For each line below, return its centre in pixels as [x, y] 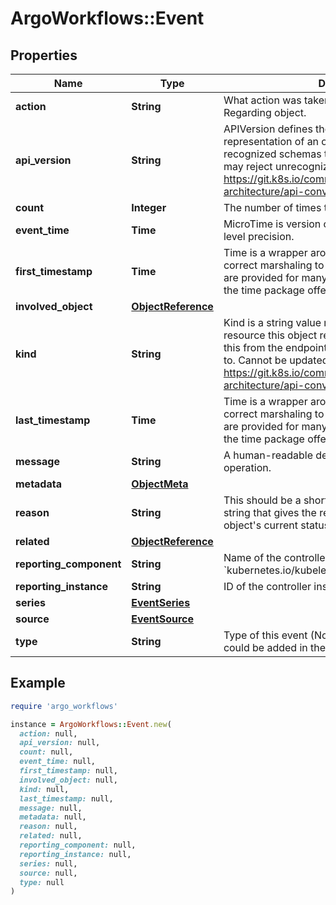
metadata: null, [53, 817]
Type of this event [265, 635]
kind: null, [44, 789]
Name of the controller [276, 557]
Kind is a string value [272, 322]
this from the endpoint [275, 347]
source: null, [48, 873]
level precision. [259, 236]
